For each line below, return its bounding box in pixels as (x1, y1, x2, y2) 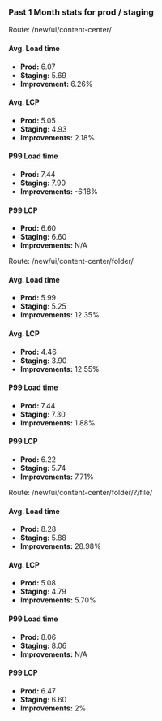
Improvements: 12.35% (19, 310, 100, 320)
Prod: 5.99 (19, 293, 57, 303)
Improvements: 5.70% (19, 595, 96, 605)
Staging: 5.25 (19, 301, 66, 311)
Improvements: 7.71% (19, 472, 95, 481)
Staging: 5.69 (19, 70, 67, 80)
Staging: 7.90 (19, 178, 66, 188)
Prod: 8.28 (19, 525, 57, 534)
